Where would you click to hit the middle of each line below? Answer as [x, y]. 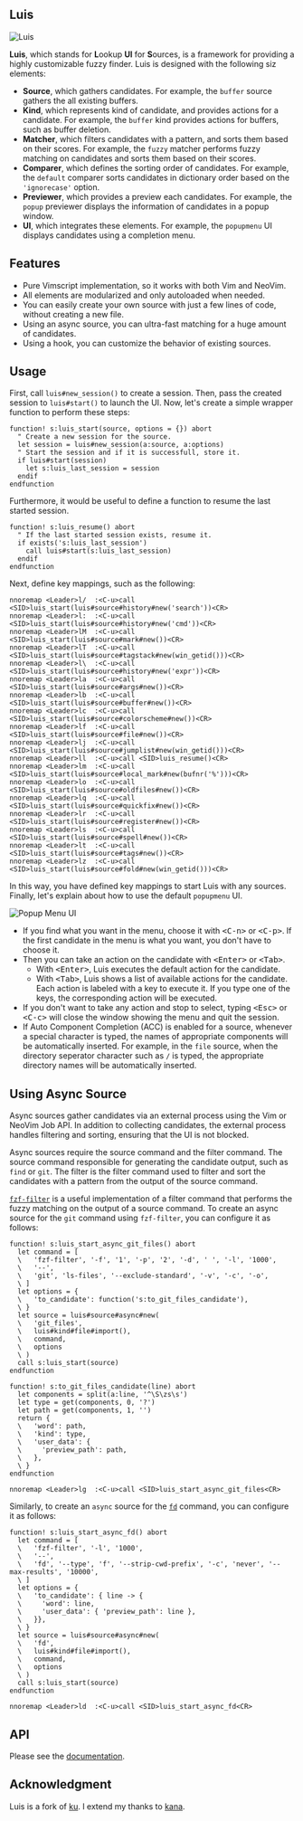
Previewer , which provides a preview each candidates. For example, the [157, 196]
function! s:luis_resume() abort [72, 527]
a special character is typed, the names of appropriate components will [155, 1037]
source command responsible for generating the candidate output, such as [149, 1162]
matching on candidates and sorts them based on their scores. [139, 158]
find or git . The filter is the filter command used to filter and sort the [137, 1171]
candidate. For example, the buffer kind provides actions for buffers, [151, 119]
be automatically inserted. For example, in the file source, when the [150, 1046]
